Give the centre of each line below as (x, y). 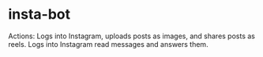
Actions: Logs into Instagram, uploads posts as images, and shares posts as (131, 36)
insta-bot (39, 14)
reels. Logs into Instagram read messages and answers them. (108, 44)
